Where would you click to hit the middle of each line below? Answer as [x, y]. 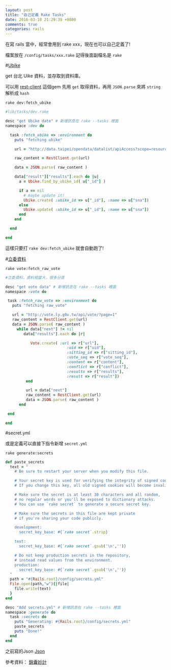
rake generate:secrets [29, 453]
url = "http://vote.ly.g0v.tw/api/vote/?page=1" [64, 315]
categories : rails [25, 29]
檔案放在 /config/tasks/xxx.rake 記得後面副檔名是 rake [64, 55]
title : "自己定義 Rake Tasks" [36, 15]
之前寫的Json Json [25, 651]
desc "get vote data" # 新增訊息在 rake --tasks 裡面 [61, 287]
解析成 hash [17, 93]
